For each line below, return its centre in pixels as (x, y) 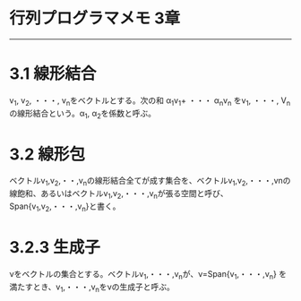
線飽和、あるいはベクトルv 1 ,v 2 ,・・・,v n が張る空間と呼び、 (119, 194)
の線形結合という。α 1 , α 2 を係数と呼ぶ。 (83, 114)
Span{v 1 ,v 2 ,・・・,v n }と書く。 (65, 207)
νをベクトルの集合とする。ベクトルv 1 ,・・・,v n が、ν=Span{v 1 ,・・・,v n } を (148, 275)
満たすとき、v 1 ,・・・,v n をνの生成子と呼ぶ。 (92, 288)
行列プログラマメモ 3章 (95, 18)
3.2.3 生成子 (55, 247)
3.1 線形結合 (53, 74)
